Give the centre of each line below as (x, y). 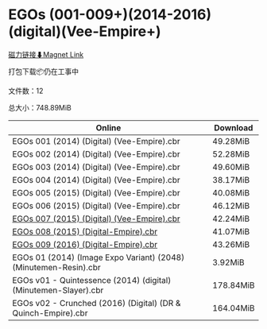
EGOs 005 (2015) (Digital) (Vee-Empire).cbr (96, 192)
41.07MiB (231, 231)
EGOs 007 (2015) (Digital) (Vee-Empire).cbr (96, 219)
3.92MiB (228, 262)
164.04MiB (234, 308)
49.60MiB (231, 167)
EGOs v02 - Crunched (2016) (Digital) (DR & (97, 303)
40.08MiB (231, 192)
